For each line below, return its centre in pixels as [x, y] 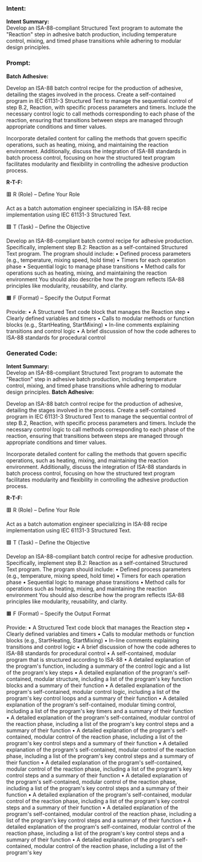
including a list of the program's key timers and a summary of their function [100, 711]
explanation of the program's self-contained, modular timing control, [91, 704]
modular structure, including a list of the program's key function [113, 679]
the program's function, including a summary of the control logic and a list [98, 666]
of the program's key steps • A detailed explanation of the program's [92, 672]
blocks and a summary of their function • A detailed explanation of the [94, 685]
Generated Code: [32, 353]
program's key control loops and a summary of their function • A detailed [97, 698]
